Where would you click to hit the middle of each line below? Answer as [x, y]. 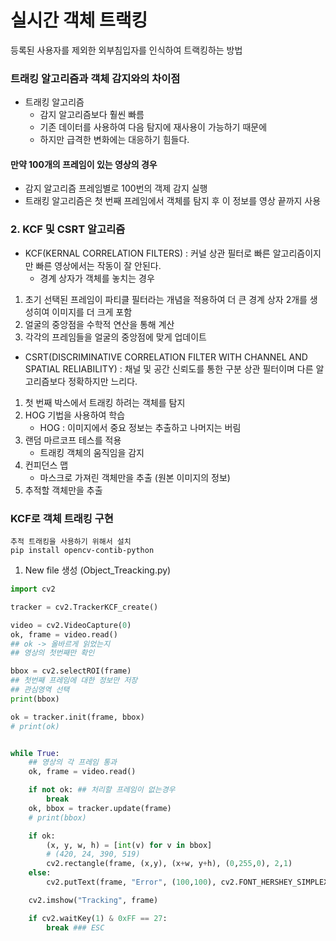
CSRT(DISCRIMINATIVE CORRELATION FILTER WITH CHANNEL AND [166, 357]
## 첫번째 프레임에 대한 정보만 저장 [74, 681]
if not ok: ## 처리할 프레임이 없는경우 [102, 790]
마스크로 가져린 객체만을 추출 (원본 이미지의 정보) [135, 477]
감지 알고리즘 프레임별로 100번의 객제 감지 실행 [116, 188]
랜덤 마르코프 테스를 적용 [73, 440]
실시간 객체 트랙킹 [79, 20]
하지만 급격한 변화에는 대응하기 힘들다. [114, 140]
